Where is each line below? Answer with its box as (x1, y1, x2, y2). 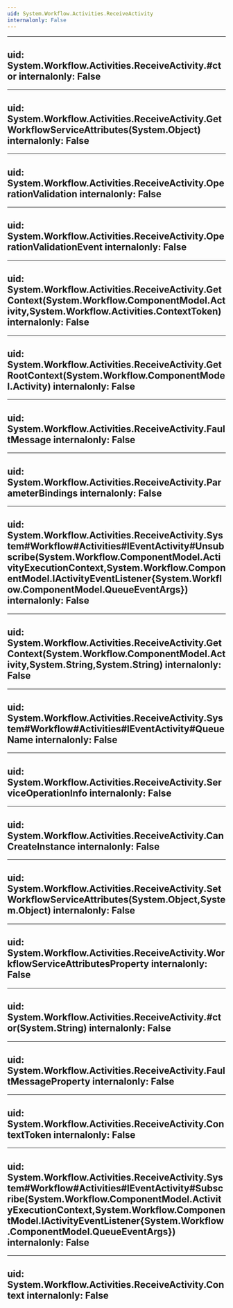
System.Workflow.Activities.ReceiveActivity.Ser (7, 776, 222, 788)
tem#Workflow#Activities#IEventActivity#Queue (7, 723, 225, 735)
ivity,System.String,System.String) (7, 659, 163, 671)
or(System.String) (7, 1023, 87, 1034)
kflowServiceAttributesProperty (7, 958, 149, 970)
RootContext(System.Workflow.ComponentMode (7, 370, 225, 381)
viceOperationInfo (7, 787, 88, 799)
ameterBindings (7, 487, 78, 499)
